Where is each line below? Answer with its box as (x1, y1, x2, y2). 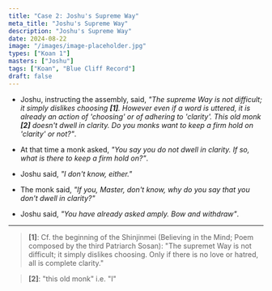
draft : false (8, 72, 53, 80)
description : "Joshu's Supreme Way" (8, 27, 132, 35)
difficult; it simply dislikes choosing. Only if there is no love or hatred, (28, 249, 259, 259)
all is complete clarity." (28, 258, 104, 267)
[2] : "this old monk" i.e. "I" (28, 273, 117, 284)
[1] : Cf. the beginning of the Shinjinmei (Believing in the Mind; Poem (28, 232, 253, 242)
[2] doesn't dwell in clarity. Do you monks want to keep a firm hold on (19, 120, 253, 130)
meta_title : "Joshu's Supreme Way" (8, 19, 129, 28)
